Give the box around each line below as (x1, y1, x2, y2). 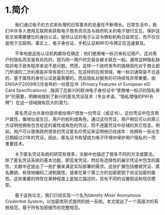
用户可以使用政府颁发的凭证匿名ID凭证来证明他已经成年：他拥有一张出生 (13, 128, 160, 134)
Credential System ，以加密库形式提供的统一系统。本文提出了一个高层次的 (5, 198, 155, 204)
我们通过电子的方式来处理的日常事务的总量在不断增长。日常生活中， (14, 22, 153, 27)
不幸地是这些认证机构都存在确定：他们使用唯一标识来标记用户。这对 (14, 50, 153, 56)
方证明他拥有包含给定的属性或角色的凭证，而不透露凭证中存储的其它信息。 (5, 122, 156, 128)
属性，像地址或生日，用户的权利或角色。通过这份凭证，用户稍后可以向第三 (9, 116, 160, 122)
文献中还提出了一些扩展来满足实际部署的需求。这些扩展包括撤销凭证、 (13, 163, 156, 169)
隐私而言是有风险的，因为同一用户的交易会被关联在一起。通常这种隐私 (13, 56, 156, 62)
